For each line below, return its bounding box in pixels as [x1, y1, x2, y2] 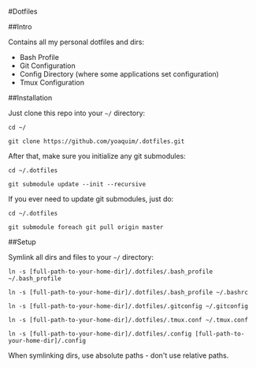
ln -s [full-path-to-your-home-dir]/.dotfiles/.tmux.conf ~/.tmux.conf [8, 316, 248, 324]
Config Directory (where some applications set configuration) [19, 69, 219, 78]
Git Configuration [19, 61, 76, 70]
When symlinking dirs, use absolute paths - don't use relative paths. [8, 351, 229, 360]
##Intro [8, 22, 32, 31]
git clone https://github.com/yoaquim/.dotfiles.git [8, 137, 185, 145]
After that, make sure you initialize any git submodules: [8, 152, 187, 160]
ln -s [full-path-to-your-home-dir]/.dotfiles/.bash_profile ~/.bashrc [8, 288, 248, 296]
